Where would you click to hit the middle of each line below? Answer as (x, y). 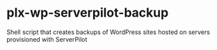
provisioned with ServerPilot (47, 39)
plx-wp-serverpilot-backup (88, 13)
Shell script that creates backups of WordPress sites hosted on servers (108, 32)
